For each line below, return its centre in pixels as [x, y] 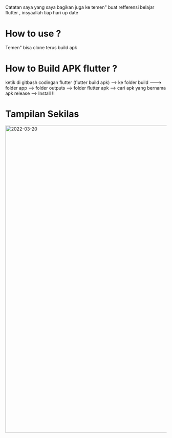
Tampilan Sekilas [42, 114]
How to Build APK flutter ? [61, 68]
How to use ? [33, 34]
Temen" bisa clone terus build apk [41, 48]
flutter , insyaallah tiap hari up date [42, 13]
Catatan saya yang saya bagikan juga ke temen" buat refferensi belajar [80, 7]
